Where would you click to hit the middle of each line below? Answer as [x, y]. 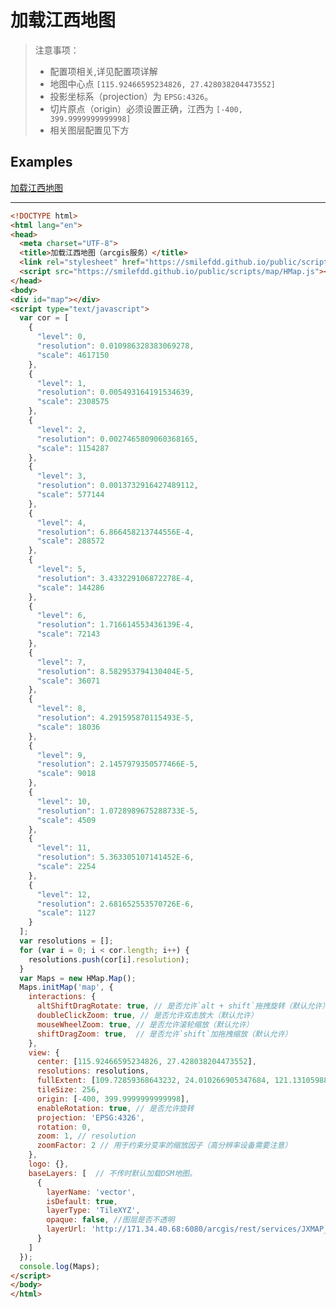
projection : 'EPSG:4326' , [90, 1117]
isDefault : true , [82, 1201]
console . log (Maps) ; [60, 1266]
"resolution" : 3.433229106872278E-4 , [115, 578]
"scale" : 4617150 [73, 355]
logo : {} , [49, 1164]
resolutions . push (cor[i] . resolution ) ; [109, 959]
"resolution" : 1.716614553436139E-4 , [115, 625]
